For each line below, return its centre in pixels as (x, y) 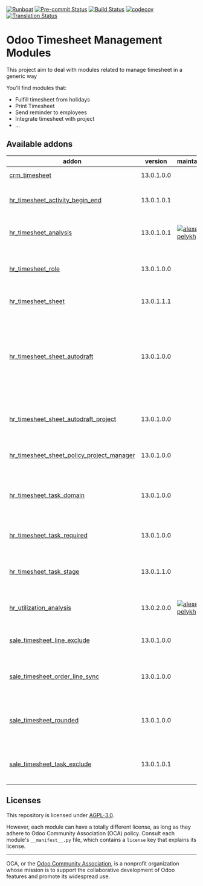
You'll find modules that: (37, 88)
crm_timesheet (30, 175)
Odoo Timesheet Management (84, 40)
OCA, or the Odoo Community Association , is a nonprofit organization (93, 863)
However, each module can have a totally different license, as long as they (99, 827)
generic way (22, 76)
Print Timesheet (35, 106)
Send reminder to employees (51, 112)
